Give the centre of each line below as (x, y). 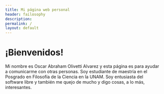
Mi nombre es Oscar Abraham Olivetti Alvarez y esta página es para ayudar (82, 66)
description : (19, 19)
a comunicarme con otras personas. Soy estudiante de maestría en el (76, 72)
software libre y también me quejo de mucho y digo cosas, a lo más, (75, 82)
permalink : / (19, 23)
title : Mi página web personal (38, 10)
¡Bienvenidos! (34, 53)
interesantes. (19, 88)
